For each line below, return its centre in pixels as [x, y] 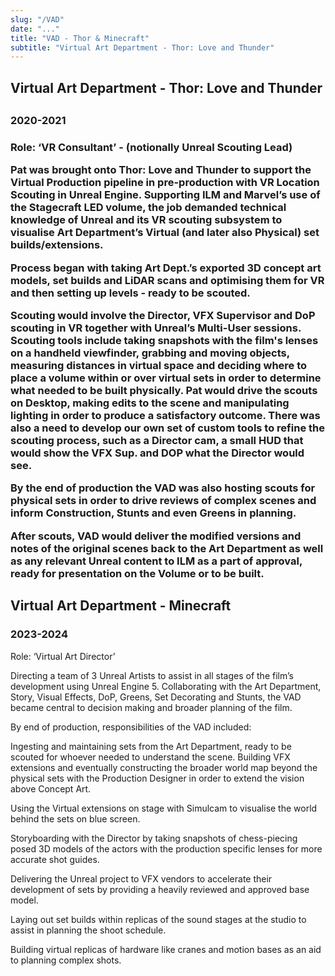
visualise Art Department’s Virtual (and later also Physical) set [165, 233]
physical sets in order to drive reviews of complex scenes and [163, 501]
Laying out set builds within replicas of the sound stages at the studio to [158, 919]
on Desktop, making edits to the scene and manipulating [150, 403]
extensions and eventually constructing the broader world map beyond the [164, 767]
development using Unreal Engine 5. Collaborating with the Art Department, [166, 686]
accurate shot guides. [55, 859]
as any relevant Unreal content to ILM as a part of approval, [156, 561]
